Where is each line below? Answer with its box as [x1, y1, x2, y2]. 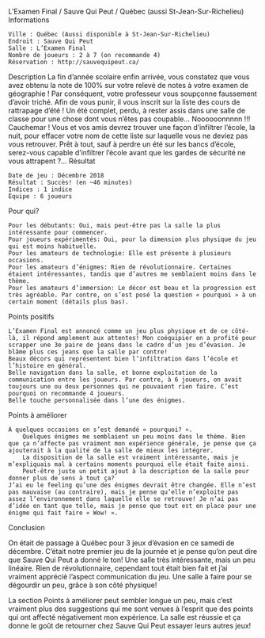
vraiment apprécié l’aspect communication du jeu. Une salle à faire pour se [8, 572, 252, 581]
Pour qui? [8, 206, 40, 216]
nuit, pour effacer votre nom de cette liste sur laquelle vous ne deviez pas [8, 131, 248, 140]
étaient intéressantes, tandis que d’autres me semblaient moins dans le [8, 270, 257, 278]
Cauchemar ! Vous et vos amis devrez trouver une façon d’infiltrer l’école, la [8, 123, 256, 132]
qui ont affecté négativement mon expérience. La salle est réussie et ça [8, 613, 241, 621]
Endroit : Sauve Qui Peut [8, 37, 93, 45]
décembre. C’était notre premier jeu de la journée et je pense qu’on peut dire [8, 547, 258, 556]
